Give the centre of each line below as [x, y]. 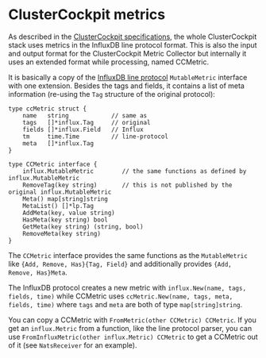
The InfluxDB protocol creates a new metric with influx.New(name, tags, [127, 287]
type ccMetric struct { [48, 109]
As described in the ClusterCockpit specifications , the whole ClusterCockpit [133, 37]
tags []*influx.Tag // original [87, 122]
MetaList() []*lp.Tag [58, 206]
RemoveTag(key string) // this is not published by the [127, 185]
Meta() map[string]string [66, 199]
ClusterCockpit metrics [87, 15]
